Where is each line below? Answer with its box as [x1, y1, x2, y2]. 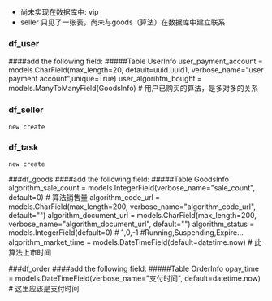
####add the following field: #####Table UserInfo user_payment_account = [8, 56, 264, 67]
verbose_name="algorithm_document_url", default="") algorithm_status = [8, 219, 255, 229]
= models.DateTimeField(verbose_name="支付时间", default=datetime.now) [8, 273, 261, 283]
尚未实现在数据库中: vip [19, 7, 99, 16]
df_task [8, 142, 39, 153]
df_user [8, 37, 40, 49]
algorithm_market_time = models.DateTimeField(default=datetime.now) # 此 [8, 237, 262, 246]
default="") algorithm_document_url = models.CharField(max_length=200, [8, 210, 257, 220]
